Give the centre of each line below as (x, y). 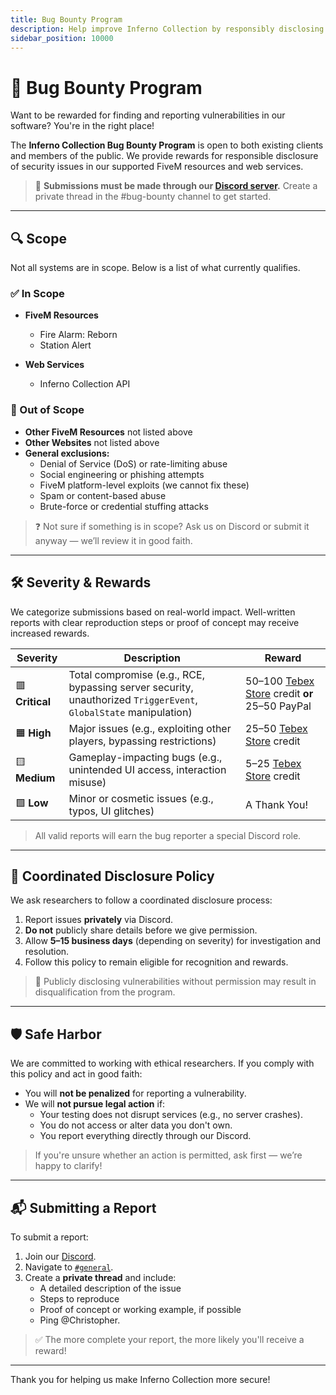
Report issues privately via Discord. (99, 920)
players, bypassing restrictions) (142, 741)
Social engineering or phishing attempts (122, 474)
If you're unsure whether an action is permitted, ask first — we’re (168, 1155)
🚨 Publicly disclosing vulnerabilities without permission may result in (175, 982)
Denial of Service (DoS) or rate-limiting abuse (133, 463)
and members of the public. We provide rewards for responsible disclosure (164, 156)
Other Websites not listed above (92, 442)
